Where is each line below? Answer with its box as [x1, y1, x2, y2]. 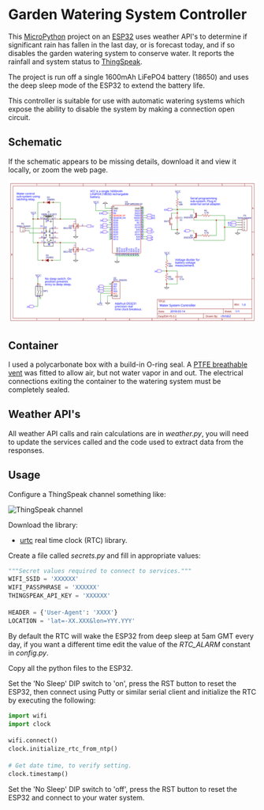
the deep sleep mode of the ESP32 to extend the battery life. [8, 81, 205, 90]
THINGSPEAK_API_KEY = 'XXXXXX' [8, 592, 111, 600]
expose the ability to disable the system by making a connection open [8, 104, 235, 114]
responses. [8, 445, 45, 455]
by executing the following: [8, 695, 96, 705]
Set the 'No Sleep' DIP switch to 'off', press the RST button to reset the [8, 784, 238, 793]
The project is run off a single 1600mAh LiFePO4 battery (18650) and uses [8, 72, 250, 81]
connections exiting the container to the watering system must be [8, 376, 221, 386]
